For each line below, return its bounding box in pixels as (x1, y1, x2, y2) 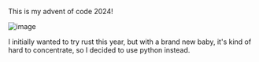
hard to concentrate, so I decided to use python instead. (8, 46, 191, 54)
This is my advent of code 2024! (8, 7, 114, 16)
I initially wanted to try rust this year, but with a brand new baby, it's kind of (8, 37, 252, 46)
